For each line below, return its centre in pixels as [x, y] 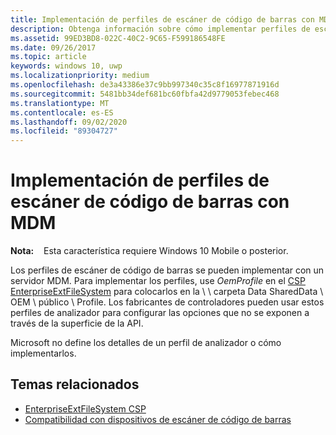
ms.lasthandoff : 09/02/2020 [69, 122]
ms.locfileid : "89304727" [64, 131]
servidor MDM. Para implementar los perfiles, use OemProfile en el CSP [158, 281]
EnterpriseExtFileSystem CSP [85, 408]
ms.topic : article [48, 57]
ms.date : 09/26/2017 [53, 47]
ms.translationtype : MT [60, 103]
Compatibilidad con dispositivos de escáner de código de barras [158, 419]
